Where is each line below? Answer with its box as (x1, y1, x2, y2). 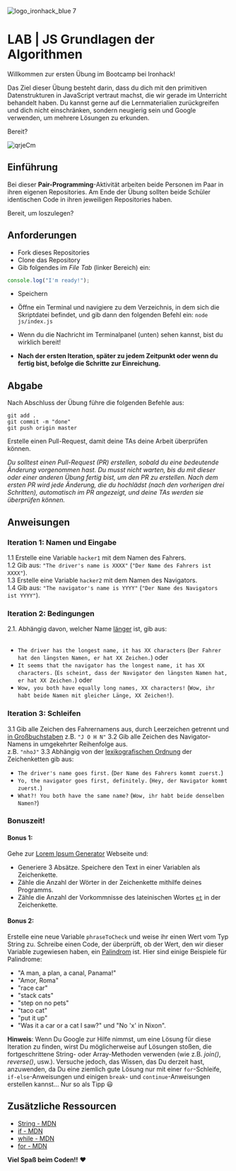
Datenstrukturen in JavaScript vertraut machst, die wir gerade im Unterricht (7, 90, 228, 99)
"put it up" (17, 1013, 48, 1022)
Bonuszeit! (7, 816, 46, 826)
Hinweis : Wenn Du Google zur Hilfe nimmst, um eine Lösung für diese (7, 1035, 211, 1043)
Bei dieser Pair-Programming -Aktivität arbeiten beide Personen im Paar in (7, 180, 224, 189)
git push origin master (7, 425, 78, 432)
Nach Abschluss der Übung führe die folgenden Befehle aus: (7, 399, 184, 407)
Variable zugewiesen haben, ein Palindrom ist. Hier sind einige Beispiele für (7, 947, 228, 955)
